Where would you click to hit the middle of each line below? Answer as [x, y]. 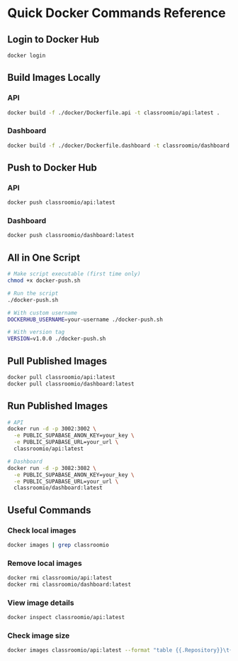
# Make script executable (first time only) [74, 274]
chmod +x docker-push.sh [44, 281]
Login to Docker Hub [53, 39]
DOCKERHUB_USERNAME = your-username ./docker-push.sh [85, 319]
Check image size [39, 635]
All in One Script [44, 257]
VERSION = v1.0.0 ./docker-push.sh [57, 339]
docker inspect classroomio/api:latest [66, 618]
